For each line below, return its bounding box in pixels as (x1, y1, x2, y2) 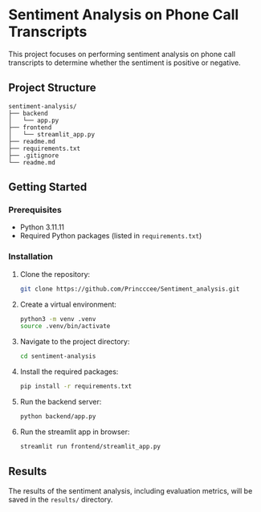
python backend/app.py (19, 412, 96, 421)
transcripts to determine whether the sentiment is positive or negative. (8, 58, 241, 67)
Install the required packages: (19, 367, 119, 376)
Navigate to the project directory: (19, 337, 130, 347)
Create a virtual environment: (19, 299, 116, 309)
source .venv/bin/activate (19, 323, 111, 331)
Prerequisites (8, 205, 62, 216)
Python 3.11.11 (19, 222, 65, 232)
